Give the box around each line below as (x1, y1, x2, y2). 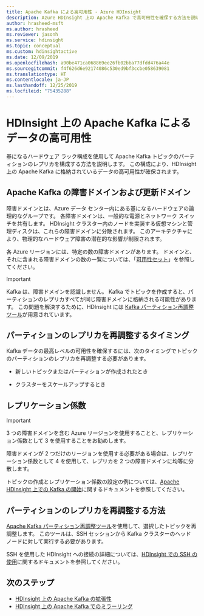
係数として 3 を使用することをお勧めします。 (16, 437, 129, 445)
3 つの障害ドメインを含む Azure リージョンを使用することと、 (6, 429, 162, 437)
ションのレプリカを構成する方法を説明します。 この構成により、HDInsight (11, 160, 197, 167)
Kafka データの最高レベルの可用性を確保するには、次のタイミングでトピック (6, 347, 198, 355)
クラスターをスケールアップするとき (15, 381, 106, 388)
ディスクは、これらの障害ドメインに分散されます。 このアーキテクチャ (11, 227, 188, 235)
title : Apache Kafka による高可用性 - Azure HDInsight (6, 9, 141, 15)
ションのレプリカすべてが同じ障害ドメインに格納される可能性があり (22, 296, 192, 303)
